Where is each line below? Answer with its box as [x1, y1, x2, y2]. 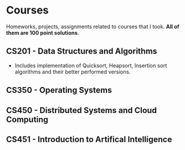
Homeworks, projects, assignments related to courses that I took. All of [6, 23, 180, 30]
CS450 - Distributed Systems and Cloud [6, 105, 157, 115]
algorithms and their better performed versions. [14, 68, 131, 75]
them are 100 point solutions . [6, 29, 80, 36]
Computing [6, 114, 48, 124]
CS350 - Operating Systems [6, 85, 112, 95]
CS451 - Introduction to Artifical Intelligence [6, 134, 173, 144]
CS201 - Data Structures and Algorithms [6, 46, 158, 56]
